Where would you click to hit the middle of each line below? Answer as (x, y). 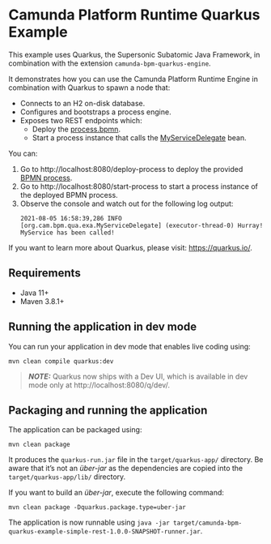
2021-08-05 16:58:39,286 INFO (71, 218)
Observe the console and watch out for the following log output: (127, 203)
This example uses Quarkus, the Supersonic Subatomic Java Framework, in (134, 54)
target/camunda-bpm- (207, 523)
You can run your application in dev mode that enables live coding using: (129, 346)
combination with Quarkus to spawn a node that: (89, 88)
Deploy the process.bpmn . (76, 129)
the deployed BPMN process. (69, 195)
